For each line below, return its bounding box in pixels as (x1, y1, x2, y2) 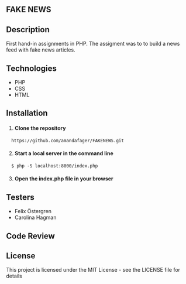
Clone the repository (14, 125, 66, 131)
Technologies (6, 63, 57, 73)
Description (6, 25, 50, 35)
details (6, 272, 22, 280)
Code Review (6, 231, 56, 241)
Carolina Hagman (14, 214, 57, 221)
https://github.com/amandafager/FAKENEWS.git (11, 138, 125, 143)
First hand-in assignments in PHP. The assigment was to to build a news (6, 40, 180, 47)
